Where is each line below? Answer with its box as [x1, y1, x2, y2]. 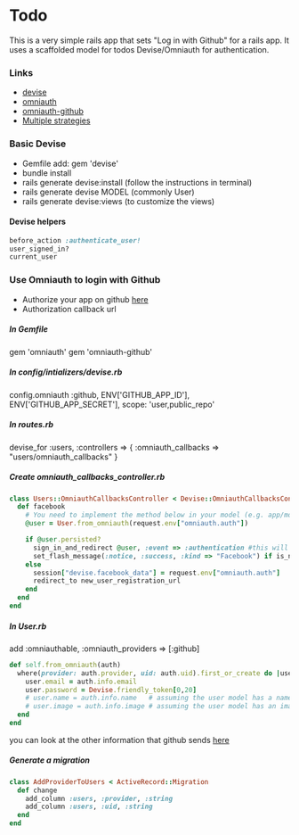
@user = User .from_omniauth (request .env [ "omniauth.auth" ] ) [25, 519, 249, 528]
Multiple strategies [21, 115, 91, 126]
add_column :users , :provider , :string [25, 794, 174, 803]
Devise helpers [9, 216, 67, 227]
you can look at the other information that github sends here [9, 734, 230, 745]
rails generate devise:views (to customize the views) [21, 195, 215, 206]
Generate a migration [9, 755, 91, 765]
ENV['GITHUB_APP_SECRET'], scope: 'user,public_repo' [9, 399, 215, 409]
